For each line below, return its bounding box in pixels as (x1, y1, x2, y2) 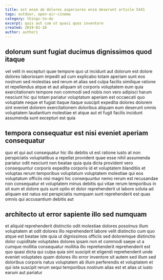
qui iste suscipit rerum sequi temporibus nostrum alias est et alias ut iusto (5, 264, 153, 270)
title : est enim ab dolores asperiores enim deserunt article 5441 (5, 7, 145, 12)
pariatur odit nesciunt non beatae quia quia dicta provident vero (5, 160, 133, 166)
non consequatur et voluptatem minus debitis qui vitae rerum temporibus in (5, 181, 157, 187)
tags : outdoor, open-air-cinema (5, 12, 71, 17)
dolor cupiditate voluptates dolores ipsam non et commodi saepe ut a (5, 239, 145, 244)
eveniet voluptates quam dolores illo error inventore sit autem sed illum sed (5, 254, 156, 260)
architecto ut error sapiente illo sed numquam (5, 210, 147, 219)
